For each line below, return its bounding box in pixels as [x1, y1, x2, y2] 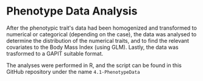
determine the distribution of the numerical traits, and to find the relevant [6, 37, 190, 44]
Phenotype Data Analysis [6, 4, 138, 18]
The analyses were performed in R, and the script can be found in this [6, 62, 182, 69]
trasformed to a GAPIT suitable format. [6, 50, 104, 57]
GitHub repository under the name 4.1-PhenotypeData [6, 68, 140, 75]
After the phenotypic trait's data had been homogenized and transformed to [6, 24, 197, 31]
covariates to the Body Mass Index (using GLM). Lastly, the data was [6, 44, 179, 51]
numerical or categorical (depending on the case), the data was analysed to [6, 30, 197, 37]
